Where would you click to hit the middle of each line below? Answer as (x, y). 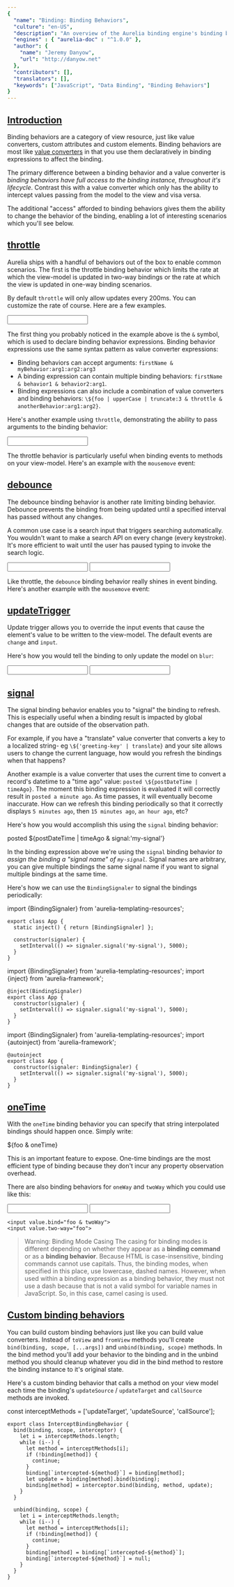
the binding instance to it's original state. (65, 1369)
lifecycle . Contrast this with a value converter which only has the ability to (113, 187)
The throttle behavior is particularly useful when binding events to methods (115, 456)
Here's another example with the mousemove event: (79, 588)
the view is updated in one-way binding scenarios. (79, 284)
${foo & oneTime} (32, 1145)
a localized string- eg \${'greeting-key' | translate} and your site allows (115, 746)
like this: (19, 1194)
